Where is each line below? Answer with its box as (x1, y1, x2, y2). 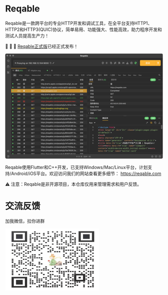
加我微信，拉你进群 (5, 218, 45, 224)
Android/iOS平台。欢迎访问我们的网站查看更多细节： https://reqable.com (11, 170, 161, 176)
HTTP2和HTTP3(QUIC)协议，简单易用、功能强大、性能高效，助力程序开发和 (5, 26, 162, 32)
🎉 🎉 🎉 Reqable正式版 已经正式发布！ (5, 43, 78, 49)
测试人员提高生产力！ (5, 32, 49, 38)
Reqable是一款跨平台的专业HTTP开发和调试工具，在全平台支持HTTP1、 (5, 20, 152, 26)
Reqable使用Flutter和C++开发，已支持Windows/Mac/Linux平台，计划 (5, 164, 148, 170)
